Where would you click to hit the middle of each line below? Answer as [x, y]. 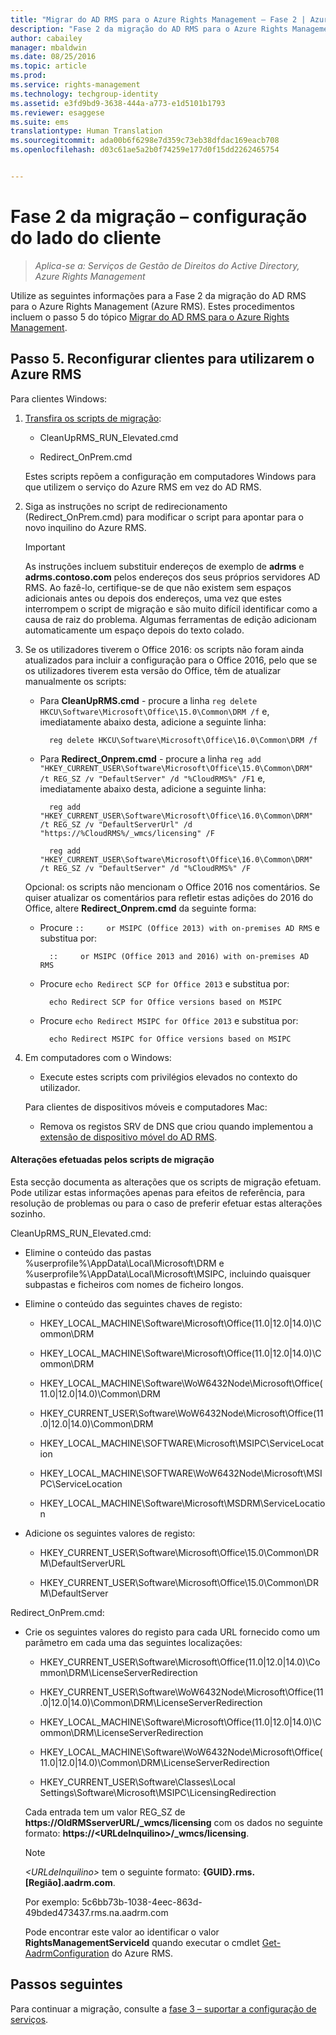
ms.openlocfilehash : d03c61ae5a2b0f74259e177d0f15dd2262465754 [145, 150]
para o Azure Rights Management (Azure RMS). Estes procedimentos [152, 306]
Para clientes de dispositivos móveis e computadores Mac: [146, 1107]
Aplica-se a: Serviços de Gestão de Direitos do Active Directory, [167, 265]
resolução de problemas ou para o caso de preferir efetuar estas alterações [166, 1203]
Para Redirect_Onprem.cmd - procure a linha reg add [150, 758]
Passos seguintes [66, 1984]
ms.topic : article [48, 66]
